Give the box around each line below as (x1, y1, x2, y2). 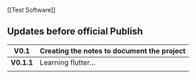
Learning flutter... (39, 58, 96, 67)
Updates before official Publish (7, 25, 144, 37)
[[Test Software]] (7, 6, 56, 14)
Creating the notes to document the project (39, 46, 186, 56)
